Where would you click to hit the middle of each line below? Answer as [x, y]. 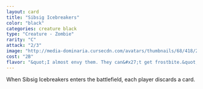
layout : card [23, 12]
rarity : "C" [21, 40]
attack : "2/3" [24, 46]
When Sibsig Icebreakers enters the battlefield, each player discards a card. [101, 79]
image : [14, 51]
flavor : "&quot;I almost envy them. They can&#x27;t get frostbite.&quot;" [104, 62]
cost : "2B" [20, 57]
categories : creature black [42, 29]
